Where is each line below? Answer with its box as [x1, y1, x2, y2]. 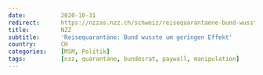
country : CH [8, 41, 68, 48]
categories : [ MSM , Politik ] [8, 48, 110, 55]
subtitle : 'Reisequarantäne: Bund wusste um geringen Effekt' [8, 33, 233, 41]
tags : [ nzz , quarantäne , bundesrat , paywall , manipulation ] [8, 55, 240, 63]
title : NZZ [8, 26, 72, 34]
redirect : [8, 19, 41, 27]
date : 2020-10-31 [8, 11, 96, 20]
